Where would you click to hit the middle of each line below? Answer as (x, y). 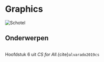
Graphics (24, 9)
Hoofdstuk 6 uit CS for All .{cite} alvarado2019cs (52, 54)
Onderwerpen (27, 38)
